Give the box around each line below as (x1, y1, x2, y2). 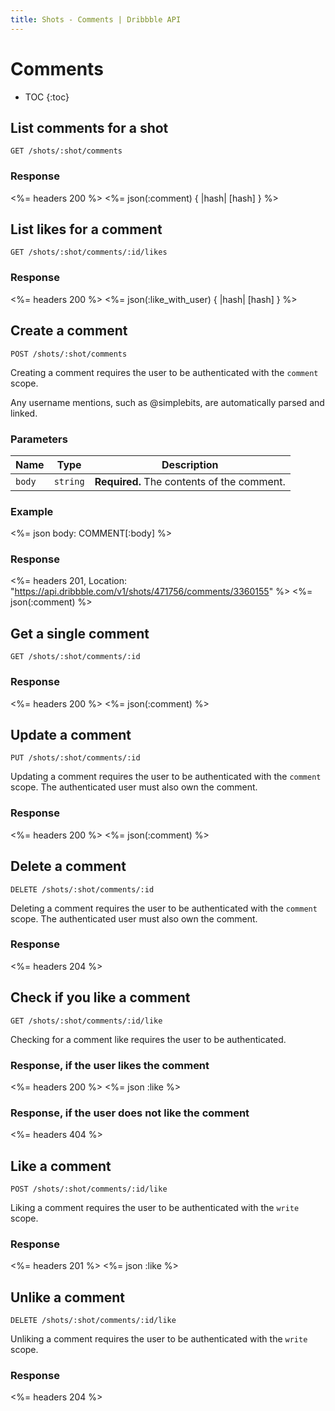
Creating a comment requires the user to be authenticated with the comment (10, 366, 319, 378)
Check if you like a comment (10, 989, 191, 1006)
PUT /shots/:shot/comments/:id (10, 753, 141, 763)
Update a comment (10, 726, 132, 743)
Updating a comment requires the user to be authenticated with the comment (10, 771, 322, 783)
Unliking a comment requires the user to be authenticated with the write (10, 1333, 308, 1345)
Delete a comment (10, 858, 127, 875)
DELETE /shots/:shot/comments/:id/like (10, 1316, 177, 1326)
